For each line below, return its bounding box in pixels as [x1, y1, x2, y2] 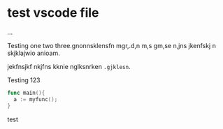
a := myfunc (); [13, 96, 58, 103]
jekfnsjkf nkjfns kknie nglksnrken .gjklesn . [7, 62, 131, 70]
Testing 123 [7, 75, 41, 84]
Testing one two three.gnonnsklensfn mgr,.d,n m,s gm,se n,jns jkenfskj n [7, 41, 217, 50]
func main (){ [7, 89, 45, 96]
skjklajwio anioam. [7, 49, 61, 57]
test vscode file [7, 5, 99, 21]
